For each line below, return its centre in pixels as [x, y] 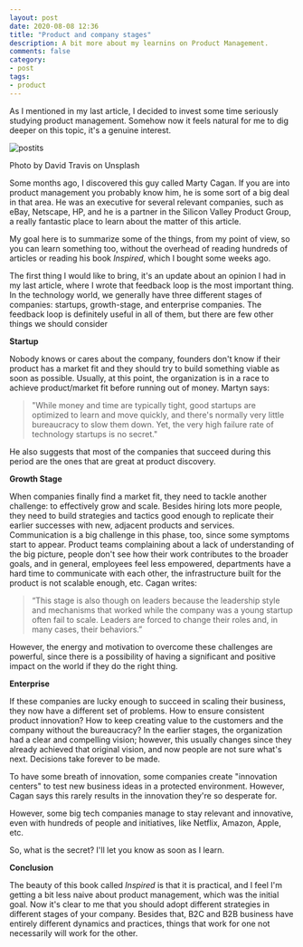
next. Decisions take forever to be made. [85, 759]
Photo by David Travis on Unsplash [75, 165]
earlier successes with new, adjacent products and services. [122, 525]
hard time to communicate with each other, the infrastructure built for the [146, 573]
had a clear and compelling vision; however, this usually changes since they [151, 740]
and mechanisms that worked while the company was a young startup [162, 610]
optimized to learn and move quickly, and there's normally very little [158, 415]
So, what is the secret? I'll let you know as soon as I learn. [117, 850]
